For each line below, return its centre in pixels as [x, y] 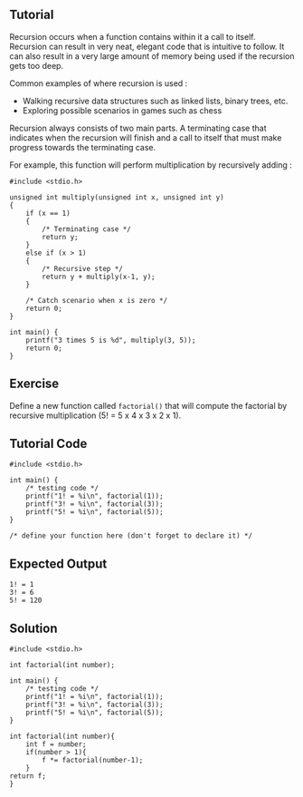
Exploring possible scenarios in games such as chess [122, 110]
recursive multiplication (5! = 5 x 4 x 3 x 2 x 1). [95, 415]
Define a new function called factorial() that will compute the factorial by [148, 405]
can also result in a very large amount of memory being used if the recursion [152, 56]
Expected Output [58, 564]
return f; [28, 776]
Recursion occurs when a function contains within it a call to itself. [133, 36]
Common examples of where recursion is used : [99, 83]
